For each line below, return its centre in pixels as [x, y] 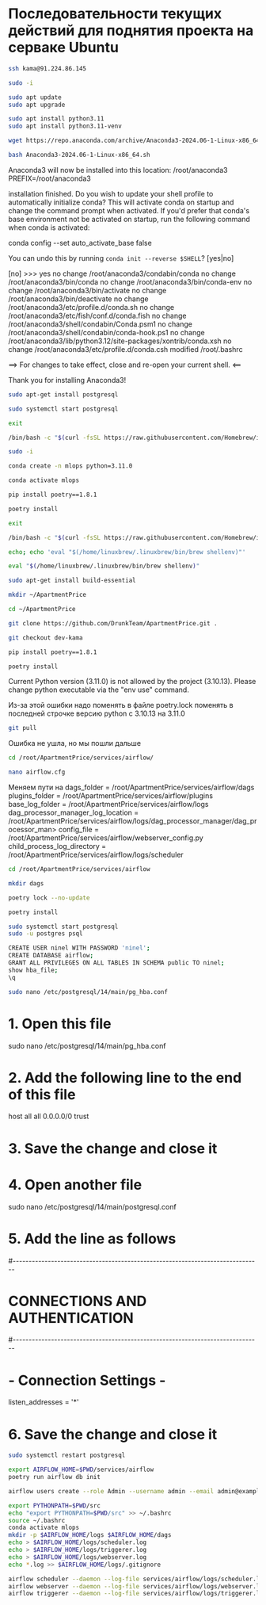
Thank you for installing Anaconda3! [67, 380]
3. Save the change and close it [113, 1148]
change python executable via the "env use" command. [99, 690]
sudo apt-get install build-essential [72, 581]
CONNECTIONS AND [78, 1301]
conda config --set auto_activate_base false [80, 243]
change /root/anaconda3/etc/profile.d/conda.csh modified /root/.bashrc [125, 349]
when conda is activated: [49, 227]
